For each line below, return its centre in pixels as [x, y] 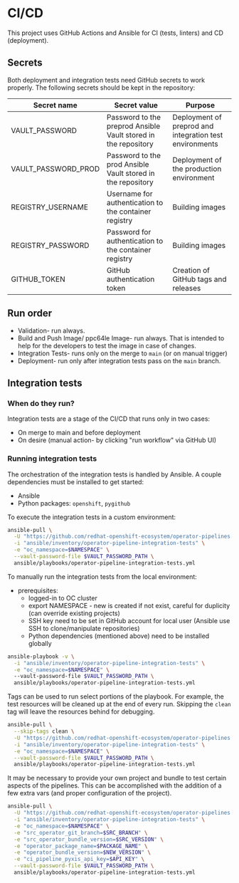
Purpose [200, 105]
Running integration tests [52, 459]
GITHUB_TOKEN [38, 279]
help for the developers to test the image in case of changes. [107, 345]
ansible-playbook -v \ [41, 657]
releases [187, 288]
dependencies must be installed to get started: [76, 481]
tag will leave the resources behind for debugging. [81, 712]
